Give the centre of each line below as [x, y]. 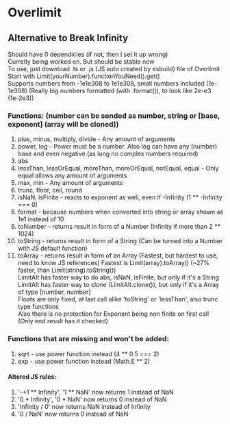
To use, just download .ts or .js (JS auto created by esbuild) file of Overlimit [114, 69]
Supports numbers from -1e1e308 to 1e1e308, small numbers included [106, 83]
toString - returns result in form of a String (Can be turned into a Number [120, 241]
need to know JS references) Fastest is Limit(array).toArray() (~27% [114, 263]
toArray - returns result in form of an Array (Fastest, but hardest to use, [118, 255]
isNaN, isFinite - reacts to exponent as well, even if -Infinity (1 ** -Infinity [120, 197]
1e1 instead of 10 [41, 219]
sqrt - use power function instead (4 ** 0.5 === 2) [88, 353]
